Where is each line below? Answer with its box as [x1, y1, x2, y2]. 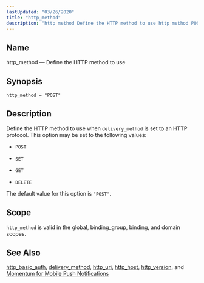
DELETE [15, 179, 32, 185]
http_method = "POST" [6, 92, 61, 98]
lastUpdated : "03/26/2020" [6, 8, 75, 15]
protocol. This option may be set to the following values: [6, 131, 147, 138]
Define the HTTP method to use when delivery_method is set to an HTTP [6, 125, 188, 132]
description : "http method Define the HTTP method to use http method [6, 20, 189, 26]
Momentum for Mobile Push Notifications [6, 270, 109, 278]
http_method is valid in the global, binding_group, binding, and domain [6, 224, 180, 231]
